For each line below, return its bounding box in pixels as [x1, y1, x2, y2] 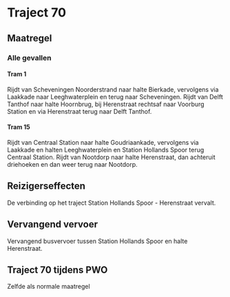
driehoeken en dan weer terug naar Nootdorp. [7, 160, 138, 168]
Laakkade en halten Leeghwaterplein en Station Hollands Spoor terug [7, 145, 205, 154]
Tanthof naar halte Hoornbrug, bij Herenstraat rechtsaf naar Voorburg [7, 100, 205, 108]
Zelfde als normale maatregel [7, 283, 91, 291]
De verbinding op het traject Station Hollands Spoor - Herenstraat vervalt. [7, 198, 216, 207]
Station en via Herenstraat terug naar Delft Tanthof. [7, 107, 152, 115]
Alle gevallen [7, 53, 52, 63]
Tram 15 [7, 123, 31, 132]
